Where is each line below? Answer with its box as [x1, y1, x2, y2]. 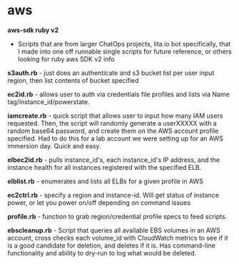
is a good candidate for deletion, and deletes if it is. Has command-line [7, 241, 215, 250]
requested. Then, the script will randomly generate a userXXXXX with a [7, 118, 218, 127]
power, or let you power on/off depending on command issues [7, 198, 191, 207]
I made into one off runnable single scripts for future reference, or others [17, 47, 232, 56]
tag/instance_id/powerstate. [7, 97, 90, 106]
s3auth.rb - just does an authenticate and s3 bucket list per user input [7, 68, 215, 77]
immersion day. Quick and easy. [7, 141, 101, 150]
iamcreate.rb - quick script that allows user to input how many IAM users [7, 111, 223, 120]
